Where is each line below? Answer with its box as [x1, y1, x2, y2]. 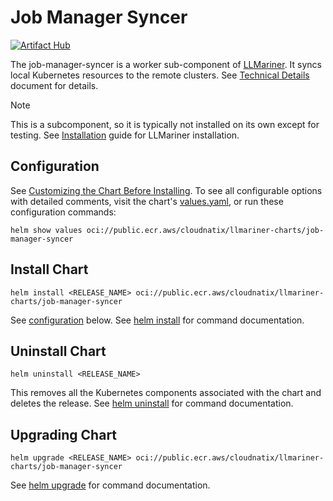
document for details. [10, 79, 99, 91]
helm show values [10, 225, 83, 235]
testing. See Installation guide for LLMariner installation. [10, 129, 240, 141]
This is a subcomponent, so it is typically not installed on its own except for [10, 118, 320, 130]
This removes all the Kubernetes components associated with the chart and [10, 387, 322, 399]
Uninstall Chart [10, 342, 107, 360]
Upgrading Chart [10, 426, 118, 443]
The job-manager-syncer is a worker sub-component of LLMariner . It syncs [10, 58, 322, 70]
